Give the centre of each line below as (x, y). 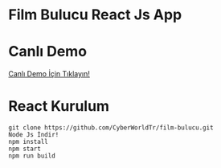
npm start (25, 149)
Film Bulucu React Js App (95, 15)
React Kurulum (59, 107)
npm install (28, 142)
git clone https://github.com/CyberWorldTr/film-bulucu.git (111, 128)
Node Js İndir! (34, 135)
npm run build (32, 156)
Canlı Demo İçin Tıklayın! (49, 74)
